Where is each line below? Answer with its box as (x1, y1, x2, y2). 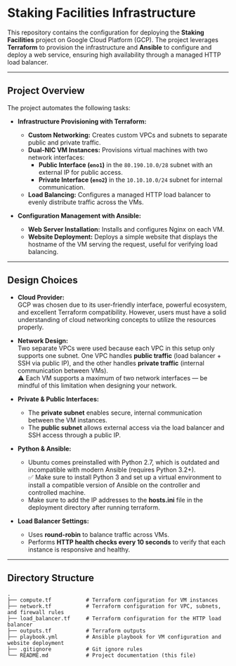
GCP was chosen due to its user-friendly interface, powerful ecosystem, (17, 300, 227, 309)
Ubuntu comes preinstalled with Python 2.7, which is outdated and (27, 458, 220, 466)
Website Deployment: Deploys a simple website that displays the (27, 232, 218, 241)
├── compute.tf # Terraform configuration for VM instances (7, 597, 218, 604)
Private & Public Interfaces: (17, 394, 100, 403)
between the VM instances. (27, 415, 107, 424)
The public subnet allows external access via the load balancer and (27, 423, 225, 432)
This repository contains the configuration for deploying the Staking (7, 28, 205, 36)
